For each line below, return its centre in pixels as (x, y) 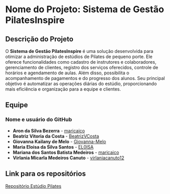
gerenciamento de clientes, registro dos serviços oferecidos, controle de (82, 67)
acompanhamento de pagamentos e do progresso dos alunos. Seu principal (85, 78)
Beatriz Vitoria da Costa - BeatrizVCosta (56, 136)
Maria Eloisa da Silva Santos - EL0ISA (53, 147)
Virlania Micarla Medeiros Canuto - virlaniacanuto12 (68, 158)
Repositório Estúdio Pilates (33, 186)
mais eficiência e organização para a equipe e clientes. (63, 89)
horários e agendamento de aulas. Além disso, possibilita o (67, 73)
